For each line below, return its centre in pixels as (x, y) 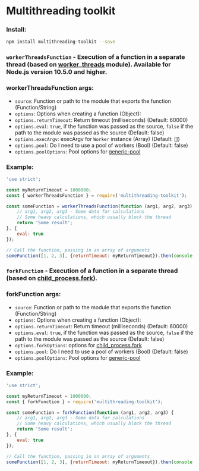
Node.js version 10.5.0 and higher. (57, 72)
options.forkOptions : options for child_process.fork (78, 345)
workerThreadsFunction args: (50, 88)
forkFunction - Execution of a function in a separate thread (92, 271)
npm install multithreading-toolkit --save (61, 42)
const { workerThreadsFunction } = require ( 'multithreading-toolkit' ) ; (97, 195)
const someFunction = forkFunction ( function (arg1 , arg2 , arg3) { (90, 412)
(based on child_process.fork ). (52, 278)
